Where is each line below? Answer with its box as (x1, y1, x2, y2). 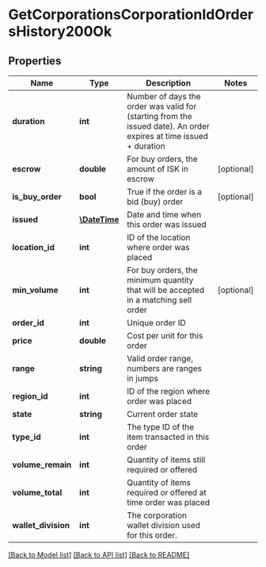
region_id (12, 391, 49, 402)
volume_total (12, 487, 63, 498)
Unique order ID (126, 318, 186, 328)
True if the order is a (126, 187, 203, 197)
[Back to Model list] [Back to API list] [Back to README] (8, 550, 190, 559)
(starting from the (126, 111, 192, 121)
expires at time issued (126, 131, 208, 141)
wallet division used (126, 520, 200, 530)
